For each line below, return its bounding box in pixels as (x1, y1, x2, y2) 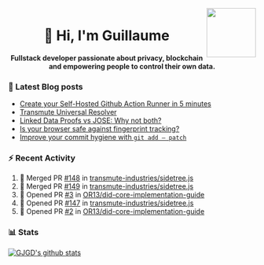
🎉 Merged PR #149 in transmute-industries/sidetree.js (19, 182, 194, 191)
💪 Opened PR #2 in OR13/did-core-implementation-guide (19, 207, 205, 216)
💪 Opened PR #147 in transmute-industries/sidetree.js (19, 198, 194, 208)
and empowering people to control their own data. (48, 61, 216, 71)
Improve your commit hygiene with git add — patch (19, 133, 187, 142)
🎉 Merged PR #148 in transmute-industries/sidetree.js (19, 173, 194, 183)
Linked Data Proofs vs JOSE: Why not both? (19, 116, 162, 125)
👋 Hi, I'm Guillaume (43, 27, 170, 45)
